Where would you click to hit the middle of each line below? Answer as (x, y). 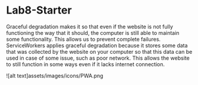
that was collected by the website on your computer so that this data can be (99, 51)
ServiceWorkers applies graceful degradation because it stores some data (97, 45)
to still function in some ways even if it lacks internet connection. (86, 64)
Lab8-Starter (39, 10)
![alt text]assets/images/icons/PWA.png (55, 76)
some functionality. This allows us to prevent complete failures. (84, 39)
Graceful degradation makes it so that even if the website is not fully (90, 27)
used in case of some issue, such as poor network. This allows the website (98, 58)
